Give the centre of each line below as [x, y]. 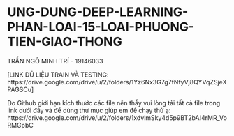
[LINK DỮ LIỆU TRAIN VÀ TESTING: [58, 75]
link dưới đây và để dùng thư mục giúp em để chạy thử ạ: [89, 110]
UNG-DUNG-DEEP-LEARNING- [98, 12]
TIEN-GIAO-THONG [65, 42]
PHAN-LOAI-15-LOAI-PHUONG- [101, 27]
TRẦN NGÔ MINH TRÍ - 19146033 [55, 61]
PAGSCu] [21, 89]
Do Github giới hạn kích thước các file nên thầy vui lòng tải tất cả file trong [114, 103]
